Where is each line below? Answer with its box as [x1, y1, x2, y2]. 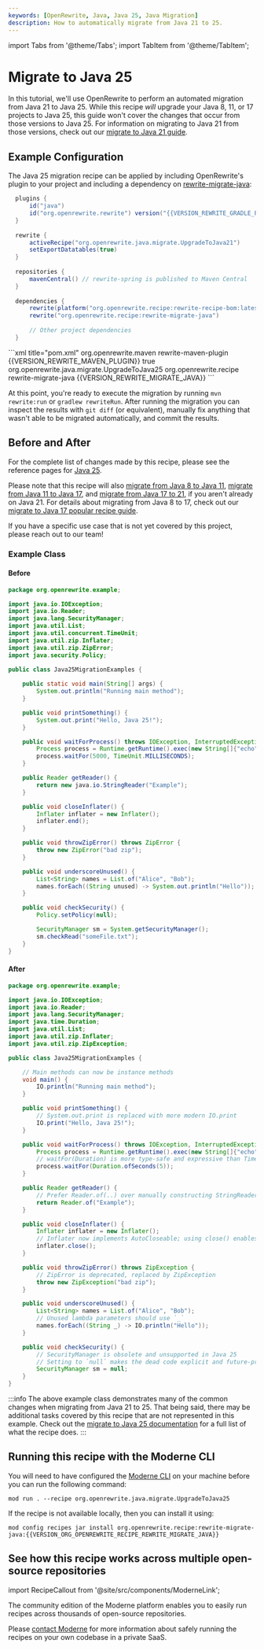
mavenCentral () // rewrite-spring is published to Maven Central [28, 275, 247, 283]
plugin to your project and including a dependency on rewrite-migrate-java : [8, 179, 252, 189]
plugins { [15, 194, 47, 203]
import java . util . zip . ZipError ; [8, 644, 114, 652]
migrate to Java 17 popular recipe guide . [8, 505, 139, 515]
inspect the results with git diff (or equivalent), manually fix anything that [8, 404, 251, 414]
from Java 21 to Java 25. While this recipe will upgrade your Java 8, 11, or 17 [8, 102, 254, 112]
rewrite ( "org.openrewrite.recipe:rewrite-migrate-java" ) [28, 312, 220, 319]
